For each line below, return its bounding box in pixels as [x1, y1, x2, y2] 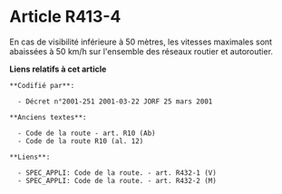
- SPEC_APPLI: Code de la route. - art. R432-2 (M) [17, 176, 218, 185]
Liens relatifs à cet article [9, 63, 107, 74]
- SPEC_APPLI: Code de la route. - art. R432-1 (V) [17, 168, 218, 178]
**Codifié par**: [9, 81, 75, 90]
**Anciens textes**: [9, 112, 88, 121]
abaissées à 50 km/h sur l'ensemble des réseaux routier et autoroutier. [9, 45, 274, 56]
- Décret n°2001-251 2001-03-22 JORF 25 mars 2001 [17, 97, 213, 106]
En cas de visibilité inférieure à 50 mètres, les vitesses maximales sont [9, 36, 273, 47]
